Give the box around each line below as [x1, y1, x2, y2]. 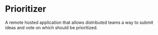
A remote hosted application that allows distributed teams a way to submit [5, 19, 154, 25]
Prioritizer [5, 3, 46, 15]
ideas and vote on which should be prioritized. [5, 24, 98, 30]
